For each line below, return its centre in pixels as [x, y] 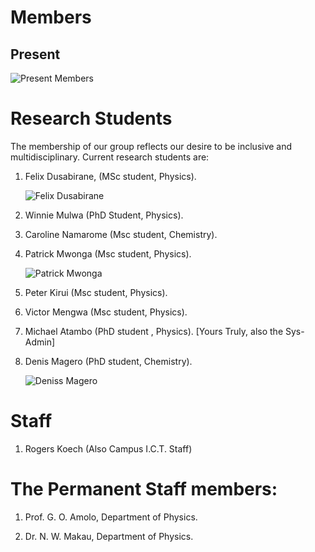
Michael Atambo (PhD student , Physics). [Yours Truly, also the [154, 331]
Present [35, 54]
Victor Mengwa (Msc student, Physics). [106, 312]
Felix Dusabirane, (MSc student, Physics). [110, 176]
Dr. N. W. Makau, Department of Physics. [109, 536]
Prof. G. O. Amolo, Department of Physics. [111, 517]
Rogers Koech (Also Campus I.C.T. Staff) [108, 448]
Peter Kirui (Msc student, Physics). [96, 292]
